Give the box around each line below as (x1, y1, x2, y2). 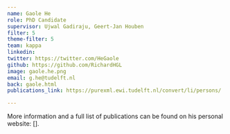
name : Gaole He (7, 10, 51, 17)
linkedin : (7, 49, 36, 56)
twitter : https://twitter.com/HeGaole (7, 55, 119, 62)
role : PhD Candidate (7, 17, 67, 23)
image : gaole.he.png (7, 68, 67, 75)
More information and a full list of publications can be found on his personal (7, 112, 224, 121)
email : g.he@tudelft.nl (7, 74, 76, 82)
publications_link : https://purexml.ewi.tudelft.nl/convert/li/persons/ (7, 87, 222, 94)
